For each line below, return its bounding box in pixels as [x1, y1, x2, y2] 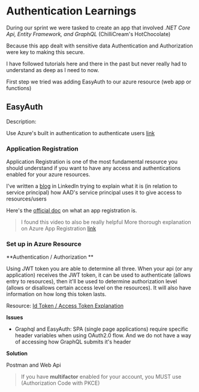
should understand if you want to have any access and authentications [6, 164, 181, 172]
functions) [6, 84, 32, 91]
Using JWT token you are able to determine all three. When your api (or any [6, 265, 193, 273]
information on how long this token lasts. [6, 291, 107, 298]
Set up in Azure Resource [6, 240, 82, 248]
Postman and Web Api [6, 361, 61, 369]
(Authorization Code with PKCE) [20, 379, 100, 387]
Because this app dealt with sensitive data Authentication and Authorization [6, 42, 193, 49]
